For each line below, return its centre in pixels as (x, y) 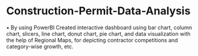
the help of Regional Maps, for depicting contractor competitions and (92, 40)
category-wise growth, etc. (40, 46)
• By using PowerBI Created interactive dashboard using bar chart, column (99, 27)
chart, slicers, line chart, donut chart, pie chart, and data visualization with (98, 33)
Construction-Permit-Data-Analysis (98, 11)
